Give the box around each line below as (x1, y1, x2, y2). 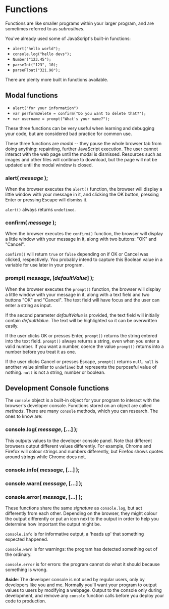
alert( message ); (5, 175, 48, 182)
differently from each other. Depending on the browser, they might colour (5, 510, 157, 516)
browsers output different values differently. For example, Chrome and (5, 443, 151, 449)
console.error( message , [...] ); (5, 493, 83, 500)
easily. (5, 323, 19, 329)
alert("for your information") (12, 105, 79, 111)
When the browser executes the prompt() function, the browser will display (5, 286, 161, 292)
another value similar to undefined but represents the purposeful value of (5, 364, 157, 370)
